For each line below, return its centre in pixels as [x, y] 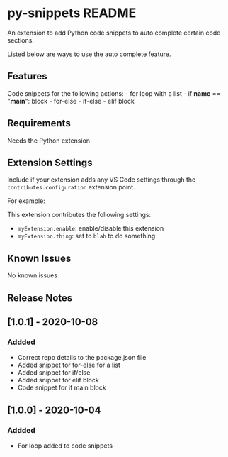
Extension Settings [50, 162]
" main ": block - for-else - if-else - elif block [71, 101]
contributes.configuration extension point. [72, 187]
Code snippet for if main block [62, 387]
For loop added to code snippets [65, 446]
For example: [27, 201]
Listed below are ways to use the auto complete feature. [89, 54]
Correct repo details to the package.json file [82, 358]
